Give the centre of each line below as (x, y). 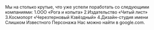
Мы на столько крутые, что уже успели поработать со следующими (77, 7)
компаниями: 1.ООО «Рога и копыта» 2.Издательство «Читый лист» (77, 12)
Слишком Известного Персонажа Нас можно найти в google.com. (75, 22)
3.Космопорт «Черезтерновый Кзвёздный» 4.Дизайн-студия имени (77, 17)
